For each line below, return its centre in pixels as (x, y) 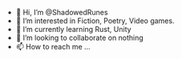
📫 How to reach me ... (53, 47)
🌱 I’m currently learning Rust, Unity (73, 29)
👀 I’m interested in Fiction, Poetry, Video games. (95, 21)
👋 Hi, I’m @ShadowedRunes (62, 12)
